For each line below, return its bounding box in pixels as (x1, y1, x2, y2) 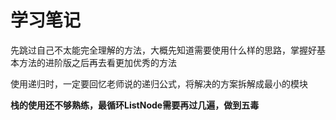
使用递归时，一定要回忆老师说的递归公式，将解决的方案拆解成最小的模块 (10, 77, 308, 90)
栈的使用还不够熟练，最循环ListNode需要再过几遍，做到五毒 (10, 99, 260, 111)
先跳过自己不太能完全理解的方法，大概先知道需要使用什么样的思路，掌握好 (10, 44, 317, 56)
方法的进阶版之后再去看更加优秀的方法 (18, 56, 177, 68)
